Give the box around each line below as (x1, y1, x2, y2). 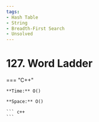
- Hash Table (6, 14, 39, 20)
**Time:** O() (6, 88, 41, 94)
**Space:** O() (6, 99, 44, 105)
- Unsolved (6, 31, 33, 37)
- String (6, 20, 28, 26)
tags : (6, 8, 20, 15)
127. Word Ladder (6, 57, 93, 71)
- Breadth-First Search (6, 25, 65, 32)
